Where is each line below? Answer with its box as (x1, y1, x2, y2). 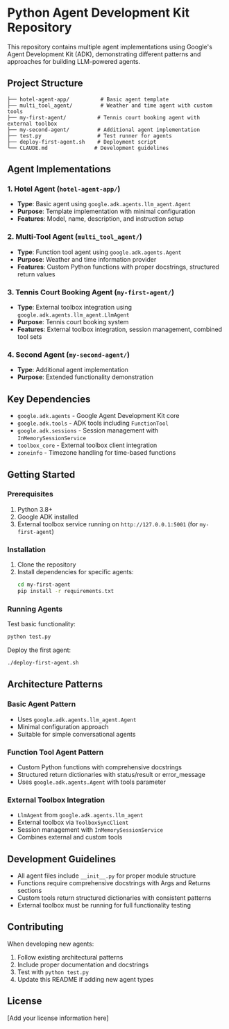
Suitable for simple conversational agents (17, 730, 136, 738)
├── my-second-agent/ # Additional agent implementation (7, 126, 200, 133)
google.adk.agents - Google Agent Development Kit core (17, 412, 180, 420)
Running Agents (7, 604, 63, 614)
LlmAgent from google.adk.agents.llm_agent (17, 811, 144, 819)
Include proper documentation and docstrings (17, 960, 149, 969)
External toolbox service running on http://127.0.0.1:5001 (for (17, 519, 198, 528)
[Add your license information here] (7, 1014, 109, 1022)
